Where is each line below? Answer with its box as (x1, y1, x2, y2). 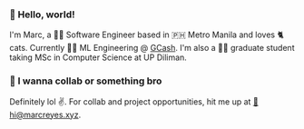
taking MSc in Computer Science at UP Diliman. (9, 52, 188, 63)
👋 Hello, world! (9, 8, 75, 21)
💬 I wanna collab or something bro (9, 74, 162, 87)
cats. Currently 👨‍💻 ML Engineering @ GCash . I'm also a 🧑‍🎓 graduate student (9, 43, 295, 54)
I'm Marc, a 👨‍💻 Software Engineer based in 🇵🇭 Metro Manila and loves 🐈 (9, 29, 284, 40)
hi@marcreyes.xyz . (9, 109, 82, 120)
